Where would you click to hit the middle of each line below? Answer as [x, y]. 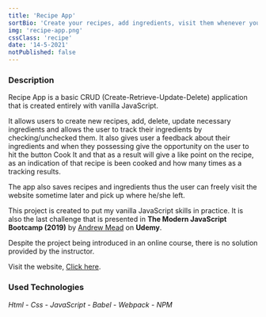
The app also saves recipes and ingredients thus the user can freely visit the [133, 187]
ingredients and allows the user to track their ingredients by [105, 130]
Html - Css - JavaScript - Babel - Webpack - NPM [90, 304]
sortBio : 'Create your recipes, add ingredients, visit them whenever [127, 23]
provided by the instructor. [51, 251]
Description [31, 80]
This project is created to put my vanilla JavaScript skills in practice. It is [126, 211]
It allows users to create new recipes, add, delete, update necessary [120, 121]
